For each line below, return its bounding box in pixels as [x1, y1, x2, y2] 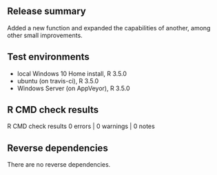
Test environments [7, 51, 90, 63]
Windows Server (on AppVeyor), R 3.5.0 [17, 84, 130, 92]
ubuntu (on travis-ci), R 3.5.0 [17, 76, 99, 85]
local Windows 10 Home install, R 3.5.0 [17, 69, 127, 78]
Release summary [7, 6, 86, 17]
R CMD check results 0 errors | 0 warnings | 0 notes [7, 122, 155, 130]
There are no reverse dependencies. [7, 161, 111, 169]
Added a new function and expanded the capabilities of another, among [7, 23, 211, 32]
